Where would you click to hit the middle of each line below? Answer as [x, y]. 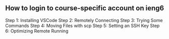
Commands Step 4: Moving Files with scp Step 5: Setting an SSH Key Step [82, 25]
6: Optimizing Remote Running [37, 31]
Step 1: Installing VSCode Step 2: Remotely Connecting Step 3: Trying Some [84, 20]
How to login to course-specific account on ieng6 [85, 8]
